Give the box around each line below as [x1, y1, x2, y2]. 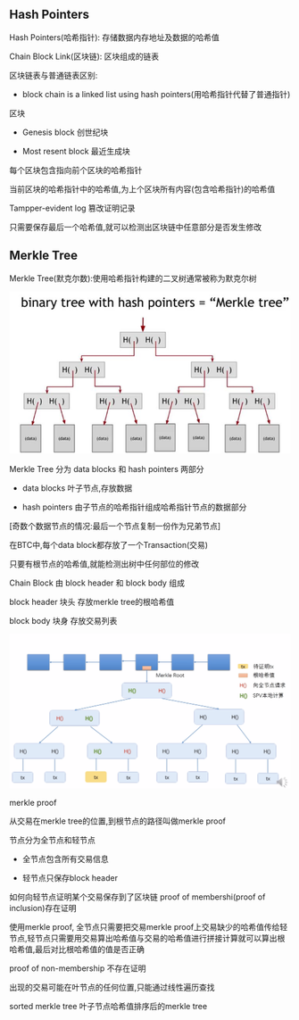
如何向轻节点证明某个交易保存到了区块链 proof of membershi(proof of [9, 891, 266, 902]
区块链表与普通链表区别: [9, 70, 98, 80]
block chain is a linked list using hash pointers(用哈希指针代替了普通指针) [21, 88, 291, 99]
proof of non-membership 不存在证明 [9, 963, 146, 974]
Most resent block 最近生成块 [21, 145, 131, 156]
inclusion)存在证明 [9, 902, 77, 913]
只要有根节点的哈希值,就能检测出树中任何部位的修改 [9, 558, 200, 569]
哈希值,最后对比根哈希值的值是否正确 [9, 943, 145, 954]
